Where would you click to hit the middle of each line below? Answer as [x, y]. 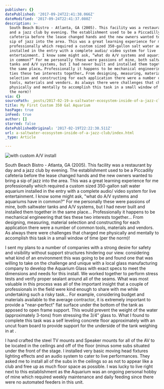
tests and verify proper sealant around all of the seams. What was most [77, 279]
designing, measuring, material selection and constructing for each [72, 222]
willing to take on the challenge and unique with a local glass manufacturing [81, 263]
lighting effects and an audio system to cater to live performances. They [78, 356]
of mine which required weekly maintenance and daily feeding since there [79, 377]
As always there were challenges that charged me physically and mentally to [82, 233]
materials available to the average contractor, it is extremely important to [78, 300]
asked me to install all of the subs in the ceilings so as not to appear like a [79, 362]
